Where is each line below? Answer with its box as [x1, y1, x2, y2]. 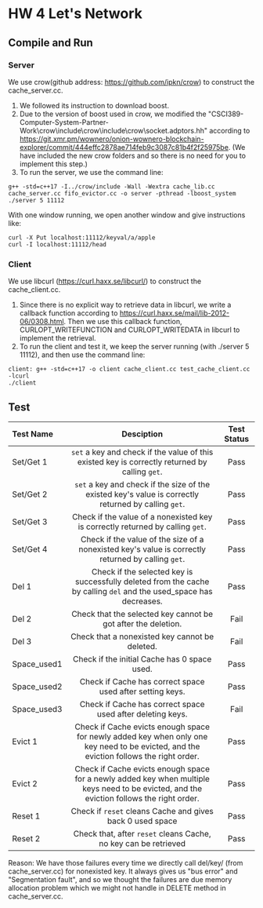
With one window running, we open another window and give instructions [8, 210, 246, 220]
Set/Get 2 [12, 488, 48, 499]
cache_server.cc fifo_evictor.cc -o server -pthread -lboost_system [8, 189, 236, 197]
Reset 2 [12, 833, 41, 844]
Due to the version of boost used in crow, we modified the [19, 109, 207, 119]
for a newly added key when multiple [74, 773, 210, 784]
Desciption [121, 428, 163, 439]
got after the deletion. [103, 618, 182, 629]
